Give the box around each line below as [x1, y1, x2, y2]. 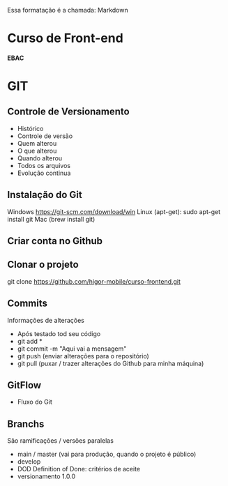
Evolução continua [17, 169, 71, 177]
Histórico [17, 124, 44, 132]
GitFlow [7, 379, 42, 391]
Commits [7, 298, 47, 310]
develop [17, 457, 41, 466]
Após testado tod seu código [17, 329, 101, 337]
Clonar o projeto [7, 259, 79, 271]
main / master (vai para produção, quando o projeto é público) [17, 450, 197, 459]
